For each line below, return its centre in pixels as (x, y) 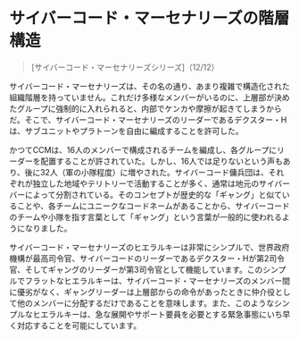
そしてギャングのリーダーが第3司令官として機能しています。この (144, 269)
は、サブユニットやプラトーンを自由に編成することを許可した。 (126, 131)
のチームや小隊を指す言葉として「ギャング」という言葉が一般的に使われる (146, 216)
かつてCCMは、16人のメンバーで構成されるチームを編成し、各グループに (143, 149)
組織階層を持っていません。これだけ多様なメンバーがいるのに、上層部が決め (149, 97)
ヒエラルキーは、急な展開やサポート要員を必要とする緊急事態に (150, 314)
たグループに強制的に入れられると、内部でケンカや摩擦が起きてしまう (138, 108)
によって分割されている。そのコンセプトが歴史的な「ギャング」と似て (154, 194)
